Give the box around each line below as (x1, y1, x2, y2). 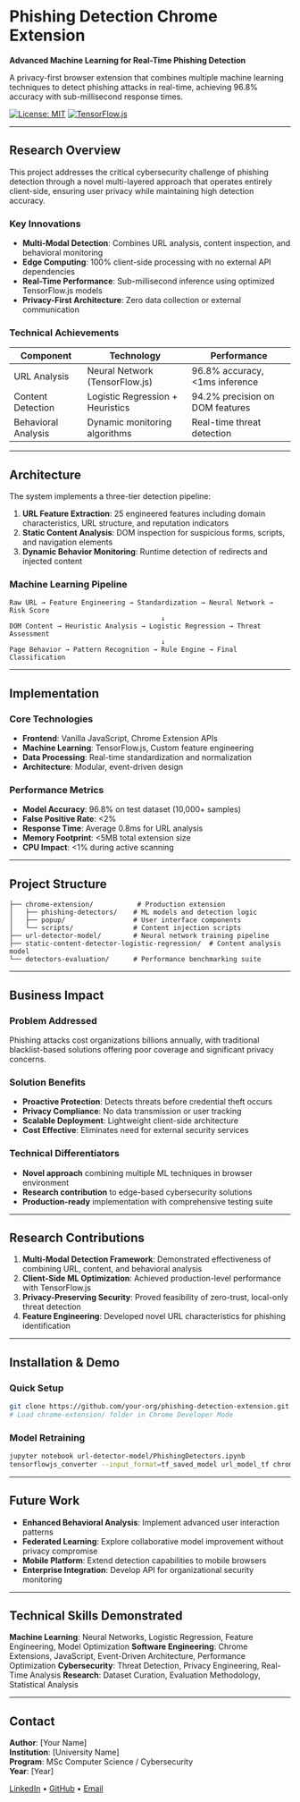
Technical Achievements (9, 326, 120, 339)
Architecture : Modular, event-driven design (21, 762, 184, 773)
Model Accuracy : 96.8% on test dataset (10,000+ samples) (21, 804, 241, 815)
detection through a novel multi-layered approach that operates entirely (9, 176, 272, 187)
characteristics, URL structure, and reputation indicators (21, 518, 229, 529)
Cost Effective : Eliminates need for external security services (21, 1125, 249, 1136)
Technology (109, 350, 162, 362)
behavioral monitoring (21, 248, 104, 258)
